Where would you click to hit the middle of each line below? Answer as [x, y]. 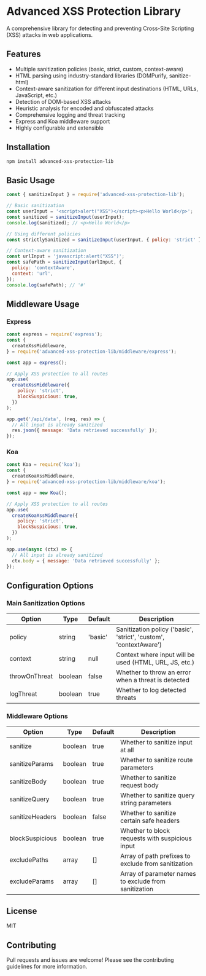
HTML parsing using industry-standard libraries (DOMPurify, [91, 76]
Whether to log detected [151, 690]
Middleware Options [37, 716]
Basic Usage [31, 180]
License [22, 911]
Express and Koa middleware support [63, 121]
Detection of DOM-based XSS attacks [63, 101]
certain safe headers [150, 821]
